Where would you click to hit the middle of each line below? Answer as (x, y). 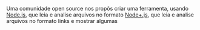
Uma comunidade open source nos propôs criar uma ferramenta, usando (98, 9)
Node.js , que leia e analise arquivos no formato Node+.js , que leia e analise (100, 15)
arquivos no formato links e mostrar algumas (62, 21)
